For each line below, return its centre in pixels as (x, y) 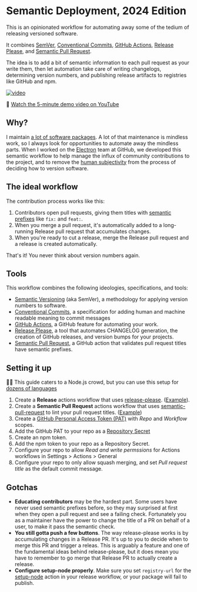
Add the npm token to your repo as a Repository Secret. (82, 444)
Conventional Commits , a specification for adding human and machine (100, 312)
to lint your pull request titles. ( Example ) (94, 412)
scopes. (24, 425)
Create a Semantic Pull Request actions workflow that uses (87, 406)
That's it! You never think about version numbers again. (73, 255)
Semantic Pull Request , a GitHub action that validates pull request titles (101, 343)
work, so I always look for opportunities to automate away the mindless (92, 143)
